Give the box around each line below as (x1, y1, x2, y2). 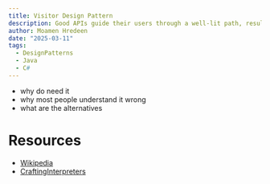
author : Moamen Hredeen (8, 27, 88, 35)
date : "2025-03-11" (8, 34, 74, 43)
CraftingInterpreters (19, 166, 86, 176)
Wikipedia (19, 157, 54, 167)
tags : (8, 42, 27, 50)
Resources (8, 131, 82, 149)
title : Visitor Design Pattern (8, 11, 113, 20)
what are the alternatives (19, 103, 103, 112)
